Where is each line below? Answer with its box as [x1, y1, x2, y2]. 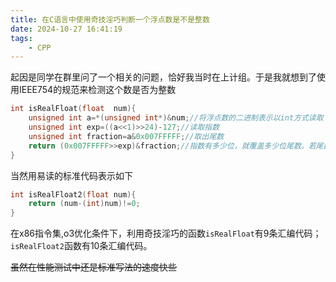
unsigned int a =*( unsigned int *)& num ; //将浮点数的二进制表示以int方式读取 [28, 113, 324, 123]
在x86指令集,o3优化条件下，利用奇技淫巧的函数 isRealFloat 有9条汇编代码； [10, 227, 322, 240]
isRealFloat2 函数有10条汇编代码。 [10, 240, 153, 252]
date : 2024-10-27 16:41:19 [10, 24, 123, 34]
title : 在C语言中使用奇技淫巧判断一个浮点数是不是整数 [10, 14, 210, 25]
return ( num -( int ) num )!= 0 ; [28, 199, 141, 209]
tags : [10, 33, 33, 43]
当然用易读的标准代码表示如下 [10, 169, 133, 181]
